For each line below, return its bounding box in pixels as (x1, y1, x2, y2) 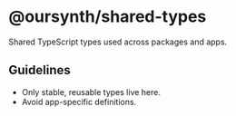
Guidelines (8, 63, 71, 78)
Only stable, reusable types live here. (21, 86, 161, 97)
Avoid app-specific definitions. (21, 96, 137, 107)
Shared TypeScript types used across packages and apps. (8, 36, 228, 47)
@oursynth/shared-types (8, 6, 207, 27)
